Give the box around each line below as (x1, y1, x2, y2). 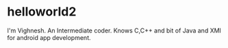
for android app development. (7, 33, 91, 41)
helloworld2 (7, 4, 77, 20)
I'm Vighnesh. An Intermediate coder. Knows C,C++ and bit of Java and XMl (7, 26, 221, 34)
